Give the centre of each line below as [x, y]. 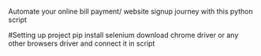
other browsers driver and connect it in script [82, 43]
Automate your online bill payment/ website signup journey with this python [131, 11]
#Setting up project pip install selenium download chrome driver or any [123, 35]
